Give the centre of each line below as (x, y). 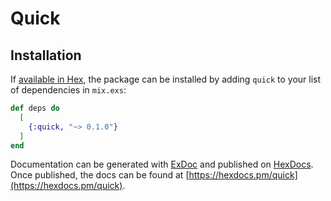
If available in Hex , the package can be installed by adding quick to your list (166, 79)
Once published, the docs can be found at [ (100, 175)
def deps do (35, 108)
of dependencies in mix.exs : (68, 90)
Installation (46, 55)
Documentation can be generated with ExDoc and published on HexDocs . (162, 164)
